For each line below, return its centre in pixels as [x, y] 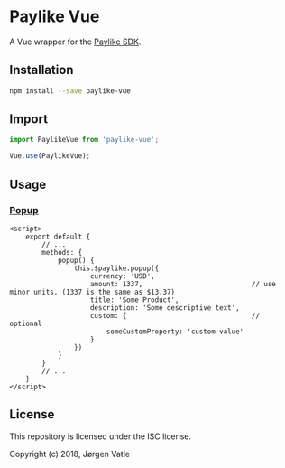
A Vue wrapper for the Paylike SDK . [75, 42]
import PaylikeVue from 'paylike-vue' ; [84, 140]
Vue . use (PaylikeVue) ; [50, 156]
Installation [41, 70]
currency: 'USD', [122, 276]
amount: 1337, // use [183, 284]
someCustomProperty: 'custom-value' [175, 332]
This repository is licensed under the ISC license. [101, 436]
